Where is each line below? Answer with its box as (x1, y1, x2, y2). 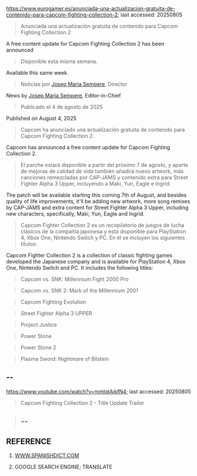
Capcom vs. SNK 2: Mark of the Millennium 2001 (20, 287, 139, 294)
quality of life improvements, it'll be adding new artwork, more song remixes (6, 198, 191, 205)
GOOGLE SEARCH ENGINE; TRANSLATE (14, 464, 113, 471)
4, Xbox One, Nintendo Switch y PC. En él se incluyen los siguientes (20, 234, 185, 241)
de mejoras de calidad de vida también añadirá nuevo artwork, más (20, 167, 184, 175)
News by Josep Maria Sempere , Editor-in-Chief (6, 92, 121, 99)
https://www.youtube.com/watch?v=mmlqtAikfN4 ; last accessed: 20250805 (6, 388, 191, 395)
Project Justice (20, 321, 58, 328)
